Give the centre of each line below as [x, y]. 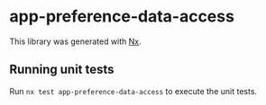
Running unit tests [62, 70]
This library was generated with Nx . [75, 41]
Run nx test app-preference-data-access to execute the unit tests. [133, 91]
